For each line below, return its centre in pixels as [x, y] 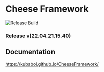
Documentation [30, 52]
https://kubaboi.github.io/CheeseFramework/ [52, 64]
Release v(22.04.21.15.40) [38, 36]
